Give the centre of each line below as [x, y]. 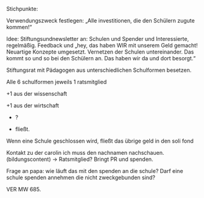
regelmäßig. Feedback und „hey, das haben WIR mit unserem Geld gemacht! [102, 45]
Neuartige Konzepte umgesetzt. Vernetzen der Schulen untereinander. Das [100, 52]
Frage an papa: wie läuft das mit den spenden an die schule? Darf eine [95, 171]
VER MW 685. [24, 189]
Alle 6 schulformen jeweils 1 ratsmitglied [57, 82]
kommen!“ [19, 27]
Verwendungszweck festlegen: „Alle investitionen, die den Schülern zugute [100, 20]
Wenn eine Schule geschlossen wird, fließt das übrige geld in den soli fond [100, 141]
